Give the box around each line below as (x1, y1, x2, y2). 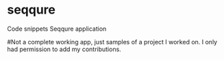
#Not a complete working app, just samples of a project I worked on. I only (7, 37, 218, 46)
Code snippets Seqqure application (7, 25, 107, 33)
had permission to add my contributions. (7, 45, 121, 53)
